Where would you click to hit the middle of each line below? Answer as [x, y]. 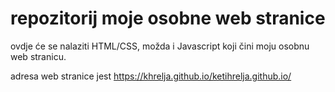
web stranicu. [38, 56]
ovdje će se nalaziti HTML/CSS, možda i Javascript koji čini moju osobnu [160, 46]
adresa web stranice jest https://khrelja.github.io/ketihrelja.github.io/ [151, 76]
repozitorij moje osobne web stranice [168, 18]
